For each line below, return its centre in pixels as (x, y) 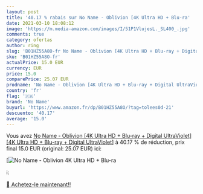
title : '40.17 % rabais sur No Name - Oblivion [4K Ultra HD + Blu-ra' (98, 18)
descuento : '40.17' (31, 113)
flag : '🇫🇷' (21, 96)
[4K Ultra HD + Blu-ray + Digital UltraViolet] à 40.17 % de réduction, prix (96, 142)
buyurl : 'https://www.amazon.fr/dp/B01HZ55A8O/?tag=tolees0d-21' (90, 107)
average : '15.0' (27, 118)
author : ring (23, 46)
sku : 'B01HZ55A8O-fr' (34, 57)
